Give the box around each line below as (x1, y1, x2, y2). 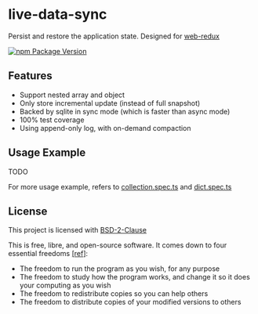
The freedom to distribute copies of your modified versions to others (19, 298, 242, 307)
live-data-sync (8, 5, 107, 23)
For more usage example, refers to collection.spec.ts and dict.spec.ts (8, 182, 232, 191)
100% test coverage (19, 115, 85, 125)
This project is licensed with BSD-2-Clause (8, 226, 147, 235)
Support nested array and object (19, 90, 125, 99)
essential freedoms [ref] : (8, 249, 89, 258)
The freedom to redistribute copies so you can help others (19, 289, 209, 298)
